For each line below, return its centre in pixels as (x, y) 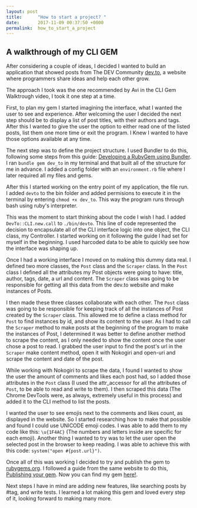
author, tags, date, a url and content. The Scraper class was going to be (93, 279)
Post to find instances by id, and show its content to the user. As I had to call (98, 321)
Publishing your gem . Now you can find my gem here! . (72, 474)
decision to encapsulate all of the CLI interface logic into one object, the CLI (98, 230)
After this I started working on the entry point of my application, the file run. (98, 187)
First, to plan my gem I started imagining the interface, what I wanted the (94, 108)
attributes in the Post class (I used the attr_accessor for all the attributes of (96, 383)
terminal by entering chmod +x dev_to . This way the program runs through (95, 199)
